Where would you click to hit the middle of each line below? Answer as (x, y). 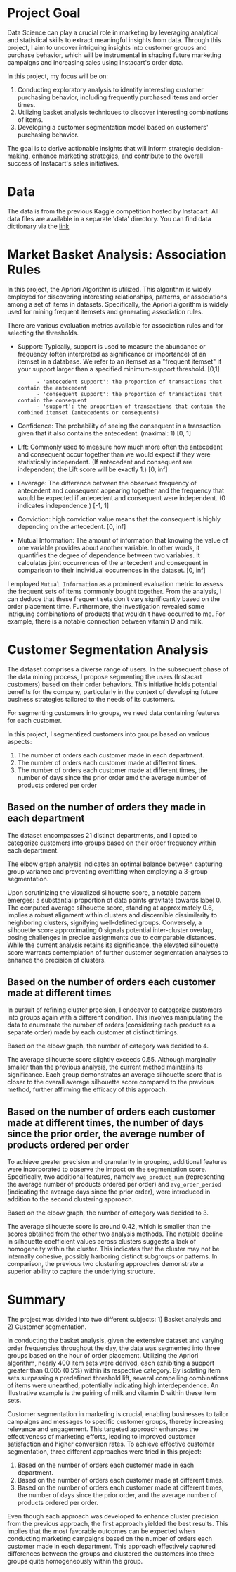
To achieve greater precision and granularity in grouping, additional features (117, 1162)
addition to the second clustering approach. (71, 1199)
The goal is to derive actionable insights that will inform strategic (101, 148)
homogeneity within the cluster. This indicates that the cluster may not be (113, 1249)
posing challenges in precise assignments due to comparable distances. (112, 937)
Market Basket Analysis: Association (117, 255)
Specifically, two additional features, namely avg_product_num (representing (116, 1177)
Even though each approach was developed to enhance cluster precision (113, 1516)
